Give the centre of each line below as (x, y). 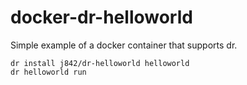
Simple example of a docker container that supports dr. (124, 45)
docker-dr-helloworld (101, 17)
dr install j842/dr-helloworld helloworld (100, 63)
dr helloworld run (48, 72)
